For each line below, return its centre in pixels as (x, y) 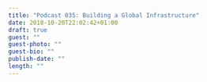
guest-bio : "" (32, 52)
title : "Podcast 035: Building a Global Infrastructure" (104, 15)
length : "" (26, 66)
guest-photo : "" (35, 45)
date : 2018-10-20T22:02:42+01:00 (63, 23)
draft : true (28, 30)
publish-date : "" (37, 59)
